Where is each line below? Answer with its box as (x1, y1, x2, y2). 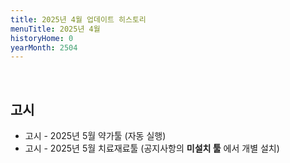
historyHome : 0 (10, 33, 74, 43)
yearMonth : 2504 (10, 42, 78, 53)
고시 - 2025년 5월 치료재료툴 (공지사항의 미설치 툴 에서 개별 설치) (24, 142, 280, 155)
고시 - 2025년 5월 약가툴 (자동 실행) (24, 130, 167, 142)
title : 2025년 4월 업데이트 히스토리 (10, 14, 147, 25)
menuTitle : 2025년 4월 (10, 24, 101, 34)
